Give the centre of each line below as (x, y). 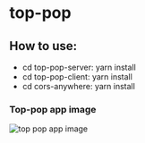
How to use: (43, 46)
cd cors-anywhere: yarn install (79, 86)
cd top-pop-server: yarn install (79, 67)
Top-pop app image (53, 109)
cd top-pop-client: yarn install (77, 77)
